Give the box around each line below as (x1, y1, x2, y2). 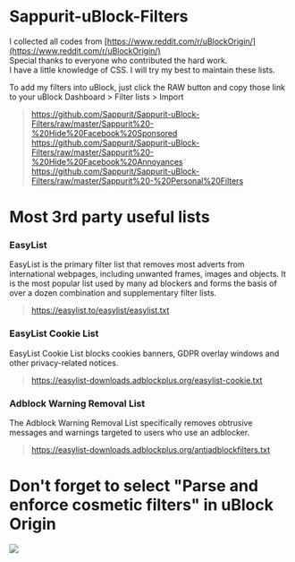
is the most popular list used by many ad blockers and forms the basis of (9, 278, 277, 289)
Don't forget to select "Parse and (9, 476, 259, 497)
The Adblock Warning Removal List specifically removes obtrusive (9, 418, 253, 428)
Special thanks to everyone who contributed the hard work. (9, 55, 228, 65)
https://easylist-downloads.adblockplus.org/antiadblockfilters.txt (30, 445, 271, 455)
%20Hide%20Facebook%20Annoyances (30, 156, 183, 167)
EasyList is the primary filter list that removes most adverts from (9, 259, 245, 270)
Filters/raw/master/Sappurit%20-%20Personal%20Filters (30, 175, 244, 186)
